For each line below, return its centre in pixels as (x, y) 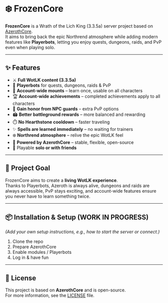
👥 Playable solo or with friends (44, 147)
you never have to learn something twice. (48, 196)
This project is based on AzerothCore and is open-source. (65, 290)
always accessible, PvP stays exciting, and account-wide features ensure (81, 191)
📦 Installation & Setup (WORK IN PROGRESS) (77, 217)
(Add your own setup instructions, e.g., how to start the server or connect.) (82, 232)
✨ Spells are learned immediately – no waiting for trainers (73, 129)
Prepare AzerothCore (34, 247)
